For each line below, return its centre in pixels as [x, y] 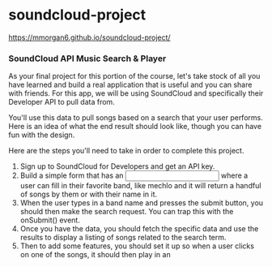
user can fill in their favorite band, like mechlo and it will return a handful [140, 186]
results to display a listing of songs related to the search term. [123, 238]
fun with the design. [42, 135]
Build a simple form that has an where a [134, 175]
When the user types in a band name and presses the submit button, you [142, 203]
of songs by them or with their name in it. [89, 194]
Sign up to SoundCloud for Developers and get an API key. [117, 166]
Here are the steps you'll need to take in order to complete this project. [126, 151]
